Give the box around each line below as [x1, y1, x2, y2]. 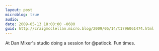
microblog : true [5, 12, 39, 17]
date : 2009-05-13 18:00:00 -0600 [5, 21, 75, 27]
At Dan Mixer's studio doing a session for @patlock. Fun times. [5, 40, 135, 46]
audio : [5, 17, 19, 22]
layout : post [5, 7, 33, 13]
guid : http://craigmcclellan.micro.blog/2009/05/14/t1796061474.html [5, 26, 154, 31]
